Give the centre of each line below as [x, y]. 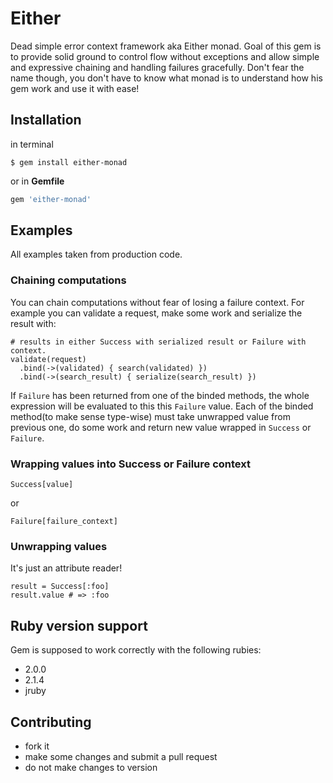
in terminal [32, 144]
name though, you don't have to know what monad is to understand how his [166, 78]
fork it [37, 746]
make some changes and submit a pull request [121, 756]
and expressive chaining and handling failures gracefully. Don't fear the [157, 67]
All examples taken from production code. [96, 254]
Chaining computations [68, 280]
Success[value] [42, 485]
